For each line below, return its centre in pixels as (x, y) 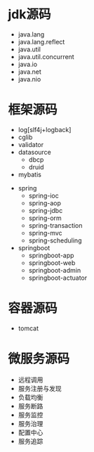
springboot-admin (55, 270)
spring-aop (45, 203)
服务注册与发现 (40, 388)
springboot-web (52, 263)
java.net (29, 72)
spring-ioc (43, 195)
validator (31, 144)
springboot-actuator (58, 278)
